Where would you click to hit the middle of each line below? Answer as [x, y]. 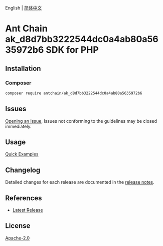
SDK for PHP [72, 50]
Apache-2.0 [18, 238]
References [24, 198]
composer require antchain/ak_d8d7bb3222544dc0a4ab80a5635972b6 [74, 93]
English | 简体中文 [24, 8]
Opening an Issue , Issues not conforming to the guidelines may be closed [81, 121]
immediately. [18, 126]
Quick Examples [22, 154]
